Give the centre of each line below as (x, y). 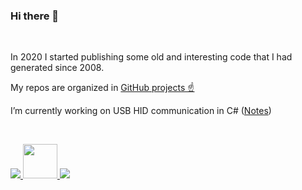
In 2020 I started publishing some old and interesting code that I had (151, 57)
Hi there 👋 (35, 16)
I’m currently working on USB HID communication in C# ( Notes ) (141, 111)
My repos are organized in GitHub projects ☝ (102, 88)
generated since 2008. (57, 68)
